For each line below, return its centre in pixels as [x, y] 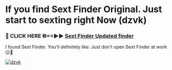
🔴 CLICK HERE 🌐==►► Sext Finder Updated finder [70, 36]
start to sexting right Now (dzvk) [76, 20]
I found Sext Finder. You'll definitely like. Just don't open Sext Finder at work [86, 47]
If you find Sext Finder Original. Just [84, 9]
